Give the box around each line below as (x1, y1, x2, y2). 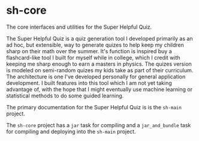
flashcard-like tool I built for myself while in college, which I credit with (6, 54, 181, 61)
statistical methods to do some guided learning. (6, 92, 124, 99)
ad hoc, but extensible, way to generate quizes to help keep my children (6, 41, 184, 48)
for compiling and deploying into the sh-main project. (6, 128, 136, 135)
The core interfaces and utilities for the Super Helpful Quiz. (6, 23, 152, 30)
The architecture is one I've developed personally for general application (6, 73, 186, 80)
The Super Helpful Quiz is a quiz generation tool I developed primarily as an (6, 35, 193, 42)
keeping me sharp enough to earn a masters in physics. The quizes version (6, 60, 192, 68)
